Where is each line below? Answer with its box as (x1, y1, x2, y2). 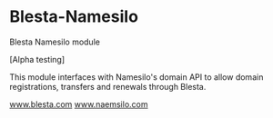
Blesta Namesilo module (9, 36, 100, 47)
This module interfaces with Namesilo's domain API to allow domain (9, 71, 264, 83)
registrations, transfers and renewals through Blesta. (9, 81, 207, 92)
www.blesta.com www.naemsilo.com (9, 98, 148, 110)
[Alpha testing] (9, 54, 66, 64)
